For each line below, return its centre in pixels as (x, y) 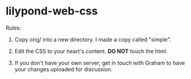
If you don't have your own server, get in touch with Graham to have (100, 63)
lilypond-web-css (52, 11)
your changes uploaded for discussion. (64, 69)
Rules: (14, 28)
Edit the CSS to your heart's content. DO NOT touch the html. (91, 51)
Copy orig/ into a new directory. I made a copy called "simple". (93, 39)
